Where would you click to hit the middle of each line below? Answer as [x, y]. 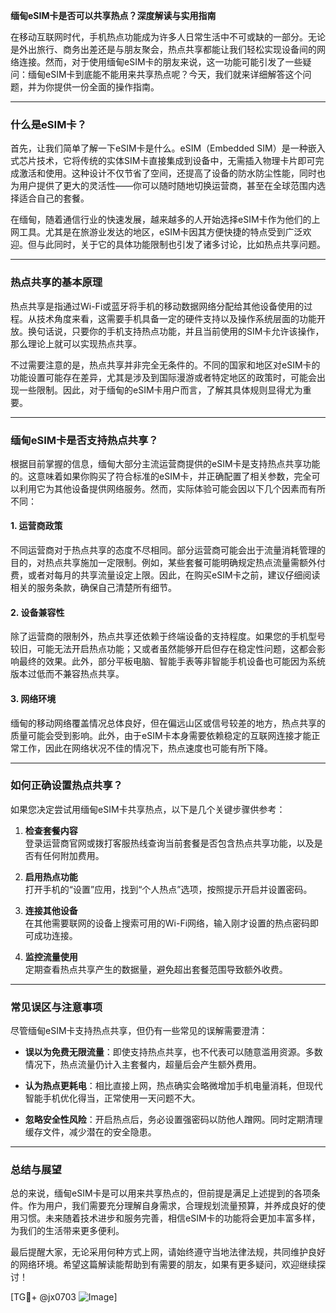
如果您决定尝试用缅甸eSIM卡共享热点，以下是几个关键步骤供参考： [148, 809]
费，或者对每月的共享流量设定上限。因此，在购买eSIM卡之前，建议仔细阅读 [165, 575]
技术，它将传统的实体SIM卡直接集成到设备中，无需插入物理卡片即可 [176, 161]
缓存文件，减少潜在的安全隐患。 [90, 1132]
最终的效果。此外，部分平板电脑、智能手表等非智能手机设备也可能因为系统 [172, 661]
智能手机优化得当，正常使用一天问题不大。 [112, 1098]
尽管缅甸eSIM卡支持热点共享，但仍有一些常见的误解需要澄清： [139, 1031]
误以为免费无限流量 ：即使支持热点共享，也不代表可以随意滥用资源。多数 [173, 1052]
